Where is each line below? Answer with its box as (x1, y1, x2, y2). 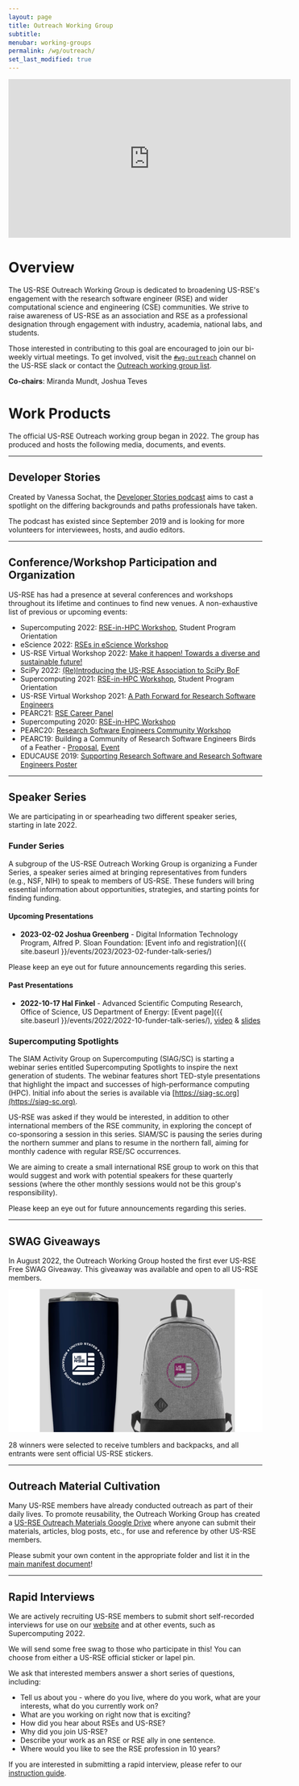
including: (8, 1677, 42, 1687)
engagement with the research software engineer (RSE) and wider (8, 293, 228, 303)
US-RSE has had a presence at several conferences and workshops (8, 589, 234, 600)
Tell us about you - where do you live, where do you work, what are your (19, 1693, 261, 1702)
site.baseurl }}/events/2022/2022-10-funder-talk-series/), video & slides (19, 1016, 261, 1025)
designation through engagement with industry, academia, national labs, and (8, 319, 263, 329)
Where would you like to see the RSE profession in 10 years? (19, 1744, 221, 1754)
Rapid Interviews (8, 1590, 95, 1604)
